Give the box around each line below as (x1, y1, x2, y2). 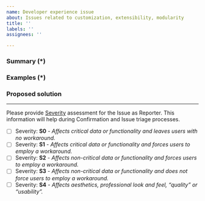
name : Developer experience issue (6, 9, 95, 15)
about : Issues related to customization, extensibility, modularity (6, 15, 184, 21)
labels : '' (6, 26, 34, 32)
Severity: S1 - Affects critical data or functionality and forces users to (15, 141, 190, 148)
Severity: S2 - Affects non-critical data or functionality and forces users (15, 154, 197, 161)
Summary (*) (6, 57, 46, 66)
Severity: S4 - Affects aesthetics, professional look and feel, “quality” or (15, 181, 198, 188)
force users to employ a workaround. (15, 174, 109, 182)
